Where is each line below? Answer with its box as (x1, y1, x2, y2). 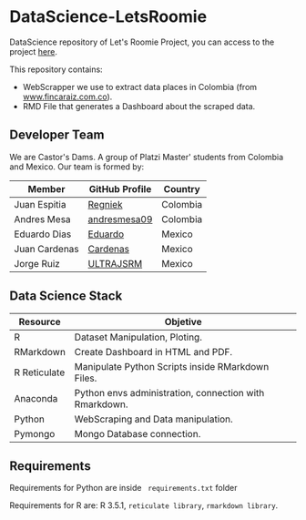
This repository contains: (9, 64, 103, 75)
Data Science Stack (9, 289, 123, 304)
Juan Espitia (14, 198, 66, 210)
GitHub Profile (88, 182, 152, 195)
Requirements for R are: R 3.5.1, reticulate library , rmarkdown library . (9, 500, 279, 511)
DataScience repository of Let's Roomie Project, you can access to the (9, 36, 275, 47)
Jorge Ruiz (14, 257, 61, 270)
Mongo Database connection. (74, 427, 201, 440)
